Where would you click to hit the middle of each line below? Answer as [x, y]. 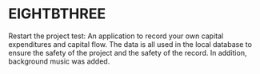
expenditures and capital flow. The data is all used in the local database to [130, 44]
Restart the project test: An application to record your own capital [116, 36]
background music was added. [59, 61]
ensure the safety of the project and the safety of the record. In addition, [128, 53]
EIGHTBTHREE [57, 14]
